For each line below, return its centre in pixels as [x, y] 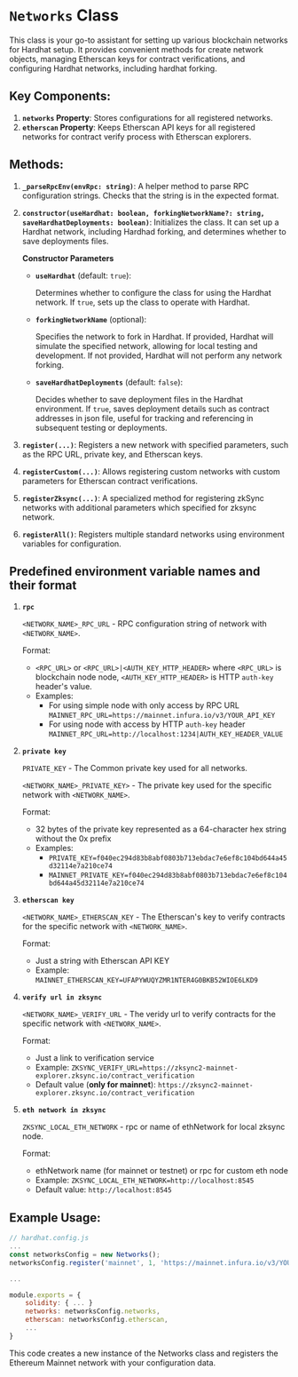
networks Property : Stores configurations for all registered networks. [147, 117]
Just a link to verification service [95, 1058]
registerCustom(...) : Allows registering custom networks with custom [151, 471]
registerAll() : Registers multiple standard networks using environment [153, 534]
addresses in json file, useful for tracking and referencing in [144, 418]
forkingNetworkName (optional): [91, 319]
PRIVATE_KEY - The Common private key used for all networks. [135, 768]
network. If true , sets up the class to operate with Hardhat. [142, 302]
